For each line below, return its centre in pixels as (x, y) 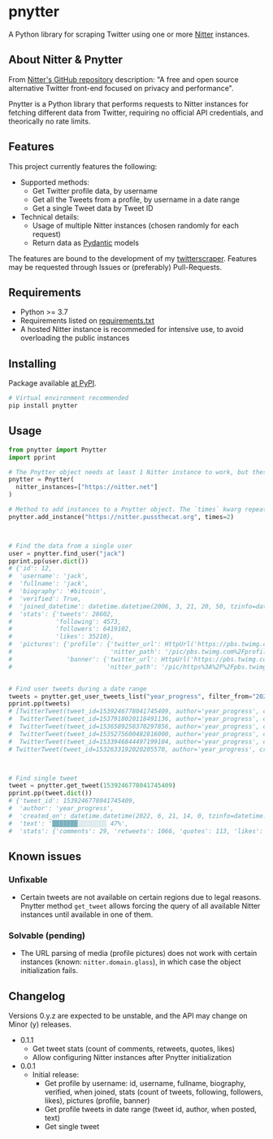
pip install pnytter (43, 406)
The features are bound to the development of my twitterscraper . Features (133, 258)
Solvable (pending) (47, 936)
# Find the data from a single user (70, 546)
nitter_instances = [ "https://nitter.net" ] (87, 487)
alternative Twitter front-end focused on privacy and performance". (121, 88)
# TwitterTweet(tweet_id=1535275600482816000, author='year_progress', (134, 734)
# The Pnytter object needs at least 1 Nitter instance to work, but (129, 472)
